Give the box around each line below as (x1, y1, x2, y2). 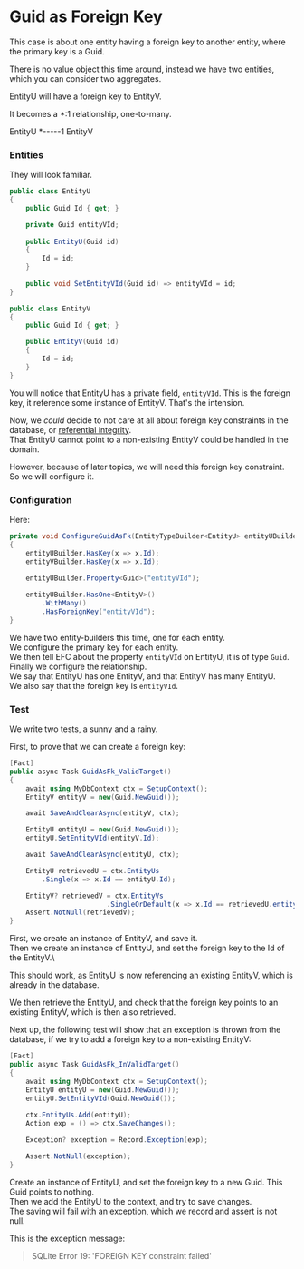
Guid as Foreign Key (9, 6, 163, 27)
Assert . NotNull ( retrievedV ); (25, 908, 136, 918)
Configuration (9, 493, 72, 506)
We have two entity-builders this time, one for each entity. (9, 632, 226, 643)
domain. (9, 443, 40, 455)
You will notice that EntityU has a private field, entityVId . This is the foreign (9, 388, 291, 398)
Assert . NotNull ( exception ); (25, 1151, 131, 1161)
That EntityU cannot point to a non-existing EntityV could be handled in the (9, 434, 289, 445)
